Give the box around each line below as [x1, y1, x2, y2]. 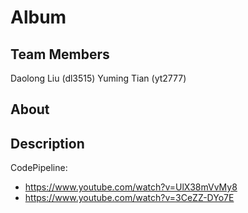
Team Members [10, 46, 110, 63]
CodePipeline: [10, 162, 68, 174]
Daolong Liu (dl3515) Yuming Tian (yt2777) [10, 72, 187, 84]
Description [10, 135, 85, 152]
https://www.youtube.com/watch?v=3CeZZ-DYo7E [24, 192, 235, 204]
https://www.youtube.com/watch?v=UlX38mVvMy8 [24, 181, 238, 193]
